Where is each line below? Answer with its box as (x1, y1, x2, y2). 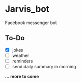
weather (12, 53, 29, 58)
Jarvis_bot (5, 3, 50, 15)
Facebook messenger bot (5, 20, 57, 26)
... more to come (5, 74, 39, 79)
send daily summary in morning (12, 63, 76, 69)
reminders (12, 58, 33, 64)
